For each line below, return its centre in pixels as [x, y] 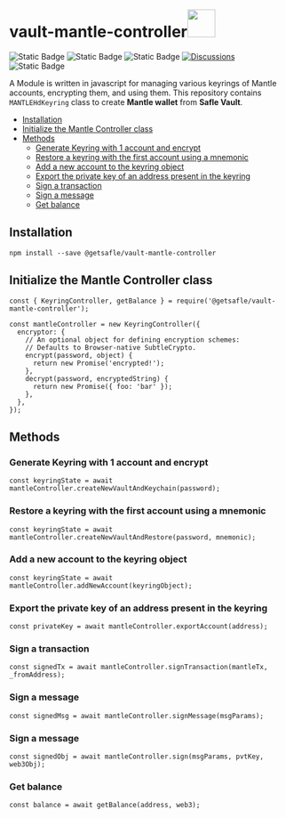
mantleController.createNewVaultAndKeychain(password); [115, 489]
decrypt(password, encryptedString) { [97, 378]
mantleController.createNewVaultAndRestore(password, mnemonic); [132, 537]
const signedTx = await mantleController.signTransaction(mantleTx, [139, 668]
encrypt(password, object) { [79, 355]
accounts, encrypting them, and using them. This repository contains [135, 93]
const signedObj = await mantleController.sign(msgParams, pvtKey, [137, 757]
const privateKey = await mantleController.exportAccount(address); [139, 627]
